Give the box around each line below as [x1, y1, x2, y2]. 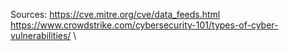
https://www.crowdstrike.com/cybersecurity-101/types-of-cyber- [10, 19, 279, 31]
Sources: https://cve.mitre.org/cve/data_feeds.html [10, 9, 221, 20]
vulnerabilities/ [10, 30, 72, 41]
